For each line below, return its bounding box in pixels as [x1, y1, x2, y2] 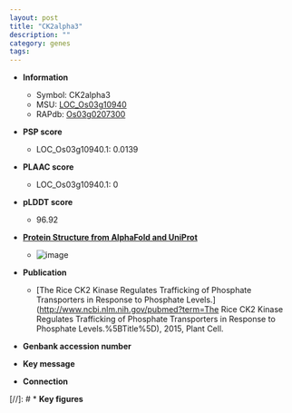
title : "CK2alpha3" [9, 22, 83, 31]
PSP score [22, 126, 63, 137]
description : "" [9, 30, 71, 39]
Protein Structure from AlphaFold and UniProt [22, 232, 198, 243]
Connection [22, 376, 68, 387]
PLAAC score [22, 162, 74, 172]
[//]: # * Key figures [9, 394, 83, 405]
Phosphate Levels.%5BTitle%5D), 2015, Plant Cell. [35, 323, 224, 334]
